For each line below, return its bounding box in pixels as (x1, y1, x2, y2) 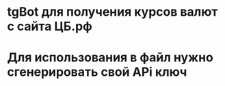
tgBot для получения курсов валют (7, 4, 218, 20)
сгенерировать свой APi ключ (7, 64, 187, 80)
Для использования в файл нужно (7, 50, 214, 66)
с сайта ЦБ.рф (7, 18, 92, 34)
